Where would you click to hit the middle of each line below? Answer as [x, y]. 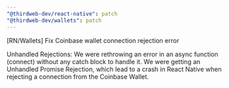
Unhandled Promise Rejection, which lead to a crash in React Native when [114, 69]
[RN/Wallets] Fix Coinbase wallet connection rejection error [93, 40]
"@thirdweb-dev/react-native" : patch [62, 14]
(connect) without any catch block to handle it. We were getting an [104, 61]
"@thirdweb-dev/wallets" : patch [54, 20]
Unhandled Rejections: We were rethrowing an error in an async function [112, 54]
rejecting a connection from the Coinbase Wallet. [78, 76]
